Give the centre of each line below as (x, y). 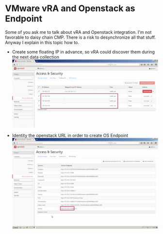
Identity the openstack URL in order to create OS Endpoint (70, 136)
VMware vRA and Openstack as (70, 8)
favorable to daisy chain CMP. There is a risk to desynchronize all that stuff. (81, 37)
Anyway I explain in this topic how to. (42, 42)
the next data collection (36, 57)
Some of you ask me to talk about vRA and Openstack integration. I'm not (78, 32)
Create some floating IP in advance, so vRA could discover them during (83, 52)
